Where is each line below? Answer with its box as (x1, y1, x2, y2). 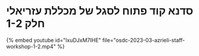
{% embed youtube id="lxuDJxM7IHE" (6, 36, 102, 43)
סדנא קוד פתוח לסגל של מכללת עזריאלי (6, 4, 194, 18)
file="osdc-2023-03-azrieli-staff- (102, 36, 185, 43)
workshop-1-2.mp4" (6, 43, 56, 50)
